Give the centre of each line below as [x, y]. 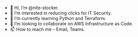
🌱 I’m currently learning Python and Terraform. [58, 18]
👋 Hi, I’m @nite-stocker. [34, 8]
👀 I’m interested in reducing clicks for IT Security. [61, 13]
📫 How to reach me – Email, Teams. [47, 29]
